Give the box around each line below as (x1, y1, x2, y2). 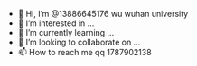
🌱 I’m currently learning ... (17, 28, 115, 37)
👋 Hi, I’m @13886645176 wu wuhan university (17, 9, 189, 19)
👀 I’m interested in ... (17, 18, 95, 29)
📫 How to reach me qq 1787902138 (17, 47, 152, 57)
